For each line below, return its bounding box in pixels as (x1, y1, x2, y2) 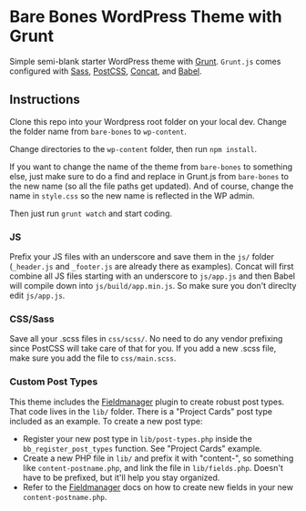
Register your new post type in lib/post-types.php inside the (22, 433, 252, 444)
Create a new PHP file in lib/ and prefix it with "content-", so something (22, 453, 294, 464)
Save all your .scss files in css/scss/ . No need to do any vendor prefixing (9, 333, 283, 344)
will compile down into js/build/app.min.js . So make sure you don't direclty (9, 281, 297, 291)
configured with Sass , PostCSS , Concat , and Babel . (9, 66, 202, 77)
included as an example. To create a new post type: (9, 415, 203, 426)
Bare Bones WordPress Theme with (9, 6, 282, 27)
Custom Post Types (9, 375, 98, 388)
